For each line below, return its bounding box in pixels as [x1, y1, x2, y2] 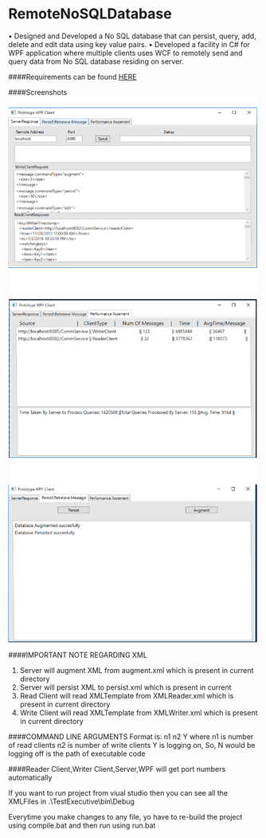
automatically [8, 773, 53, 782]
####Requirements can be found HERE [8, 72, 137, 81]
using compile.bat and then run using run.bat [8, 820, 156, 830]
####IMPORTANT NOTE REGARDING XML [8, 651, 147, 660]
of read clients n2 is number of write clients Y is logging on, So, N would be [8, 741, 256, 750]
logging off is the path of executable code [8, 749, 146, 758]
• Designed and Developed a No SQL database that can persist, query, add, [8, 31, 256, 41]
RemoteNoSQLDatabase [8, 5, 173, 23]
